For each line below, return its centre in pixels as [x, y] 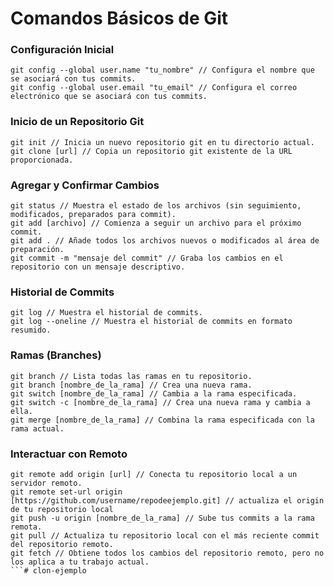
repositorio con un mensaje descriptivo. [98, 267]
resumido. [31, 330]
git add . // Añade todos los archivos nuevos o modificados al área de [165, 241]
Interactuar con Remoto [69, 454]
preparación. [37, 250]
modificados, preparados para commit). [93, 215]
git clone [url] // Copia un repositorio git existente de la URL [151, 151]
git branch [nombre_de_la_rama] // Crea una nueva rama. [131, 385]
